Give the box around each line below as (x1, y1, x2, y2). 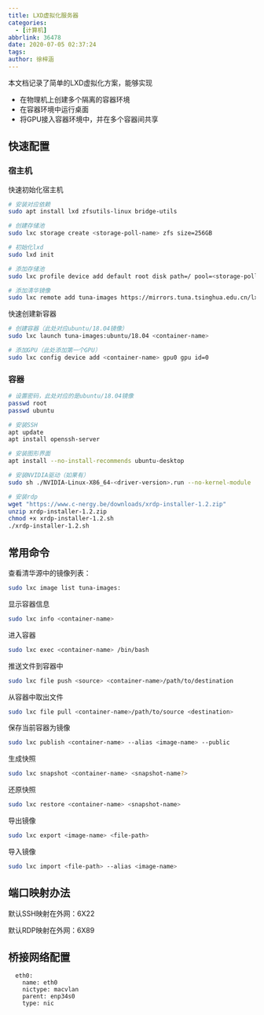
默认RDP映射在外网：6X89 (8, 925, 95, 935)
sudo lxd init (8, 250, 55, 258)
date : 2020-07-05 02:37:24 (8, 41, 97, 49)
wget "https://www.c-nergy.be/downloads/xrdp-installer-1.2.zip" (8, 500, 226, 508)
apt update (8, 428, 44, 436)
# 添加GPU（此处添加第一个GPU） (8, 346, 101, 354)
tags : (8, 48, 26, 56)
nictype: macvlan (22, 986, 79, 994)
